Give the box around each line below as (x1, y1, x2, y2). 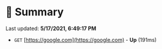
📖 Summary (5, 5, 64, 19)
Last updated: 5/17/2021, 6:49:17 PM (5, 25, 97, 32)
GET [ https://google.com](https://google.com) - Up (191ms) (14, 36, 157, 43)
